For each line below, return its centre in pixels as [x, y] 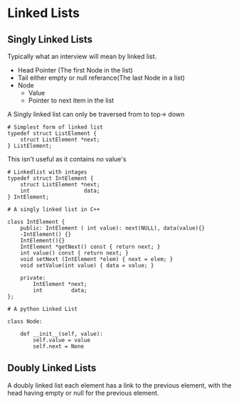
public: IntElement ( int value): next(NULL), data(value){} [112, 228]
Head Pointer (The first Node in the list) [75, 70]
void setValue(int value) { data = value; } [87, 265]
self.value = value [62, 340]
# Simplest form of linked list [55, 127]
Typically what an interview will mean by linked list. [82, 56]
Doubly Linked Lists [52, 368]
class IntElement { [36, 222]
